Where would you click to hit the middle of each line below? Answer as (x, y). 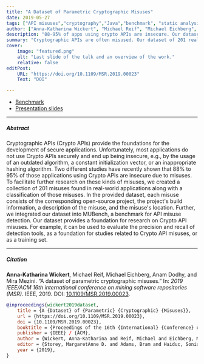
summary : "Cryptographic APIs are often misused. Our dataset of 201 (96, 40)
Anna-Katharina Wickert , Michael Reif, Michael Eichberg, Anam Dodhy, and (102, 275)
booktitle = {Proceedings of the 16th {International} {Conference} (106, 328)
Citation (17, 259)
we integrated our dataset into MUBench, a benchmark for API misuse (94, 214)
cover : (15, 46)
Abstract (18, 128)
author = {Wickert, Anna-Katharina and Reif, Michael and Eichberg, (106, 339)
